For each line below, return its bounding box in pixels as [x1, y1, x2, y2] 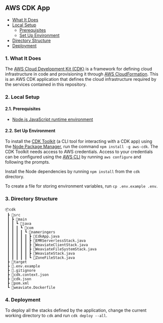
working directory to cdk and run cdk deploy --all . [5, 313, 108, 319]
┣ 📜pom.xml [7, 281, 29, 285]
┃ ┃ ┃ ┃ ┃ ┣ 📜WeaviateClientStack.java [7, 242, 89, 247]
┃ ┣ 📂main [7, 217, 27, 222]
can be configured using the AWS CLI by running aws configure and [5, 154, 142, 160]
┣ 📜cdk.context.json [7, 272, 49, 277]
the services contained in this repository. [5, 81, 87, 87]
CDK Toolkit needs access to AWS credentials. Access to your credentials [5, 149, 153, 155]
